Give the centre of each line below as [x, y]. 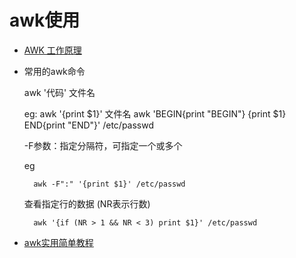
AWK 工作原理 [52, 50]
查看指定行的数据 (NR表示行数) [87, 203]
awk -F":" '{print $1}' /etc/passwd [109, 184]
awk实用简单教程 [58, 242]
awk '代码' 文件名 [59, 92]
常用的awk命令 [54, 71]
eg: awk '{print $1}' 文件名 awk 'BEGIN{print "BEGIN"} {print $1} [155, 113]
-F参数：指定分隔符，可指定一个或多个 [103, 145]
